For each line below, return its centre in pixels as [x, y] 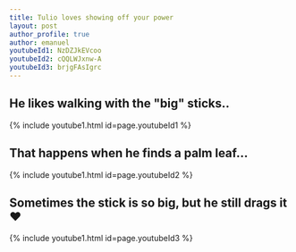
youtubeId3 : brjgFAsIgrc [55, 68]
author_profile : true [50, 34]
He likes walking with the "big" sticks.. [119, 104]
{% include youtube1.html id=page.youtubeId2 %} [101, 174]
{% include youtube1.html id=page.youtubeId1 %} [101, 125]
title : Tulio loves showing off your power [92, 17]
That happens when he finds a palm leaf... [129, 153]
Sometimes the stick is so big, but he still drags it [148, 202]
